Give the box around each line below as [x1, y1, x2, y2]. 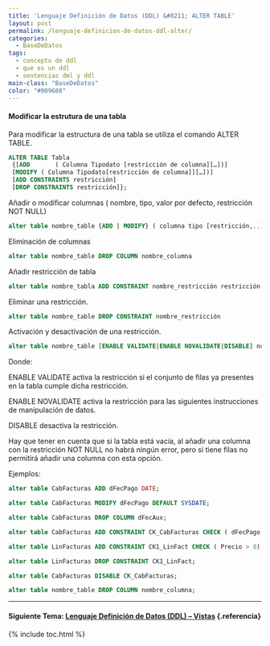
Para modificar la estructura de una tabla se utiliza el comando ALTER [8, 130, 239, 139]
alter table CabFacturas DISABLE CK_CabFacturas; [8, 572, 178, 580]
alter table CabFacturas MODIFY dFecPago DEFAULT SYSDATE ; [8, 500, 211, 508]
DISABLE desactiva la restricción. [8, 421, 119, 430]
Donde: [8, 357, 33, 367]
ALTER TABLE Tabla [8, 154, 70, 162]
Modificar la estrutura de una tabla [8, 111, 127, 121]
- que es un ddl [15, 64, 70, 72]
